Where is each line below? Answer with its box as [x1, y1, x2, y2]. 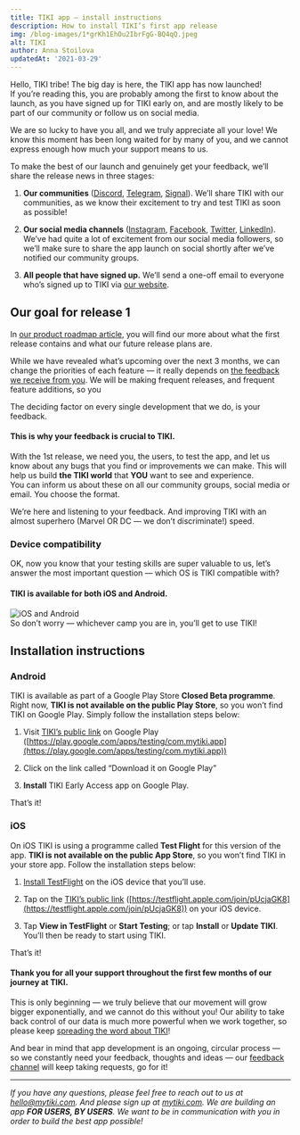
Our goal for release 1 [10, 305, 131, 320]
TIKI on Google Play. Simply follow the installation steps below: [10, 709, 240, 720]
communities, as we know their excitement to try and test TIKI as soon [22, 197, 281, 208]
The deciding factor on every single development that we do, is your [10, 401, 261, 411]
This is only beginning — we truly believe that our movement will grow [10, 997, 268, 1007]
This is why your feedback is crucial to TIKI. [10, 431, 175, 442]
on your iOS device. [189, 903, 262, 914]
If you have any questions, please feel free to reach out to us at [10, 1087, 244, 1098]
